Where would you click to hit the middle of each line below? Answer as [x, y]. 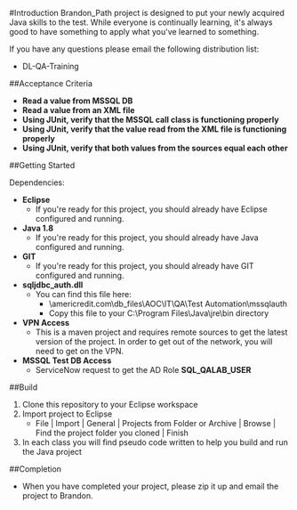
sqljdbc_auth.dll [52, 285]
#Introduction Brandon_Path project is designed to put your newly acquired [147, 13]
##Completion [36, 469]
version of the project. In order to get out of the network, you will [154, 341]
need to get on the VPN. [80, 351]
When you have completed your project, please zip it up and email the [150, 486]
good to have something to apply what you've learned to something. [134, 32]
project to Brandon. [57, 496]
